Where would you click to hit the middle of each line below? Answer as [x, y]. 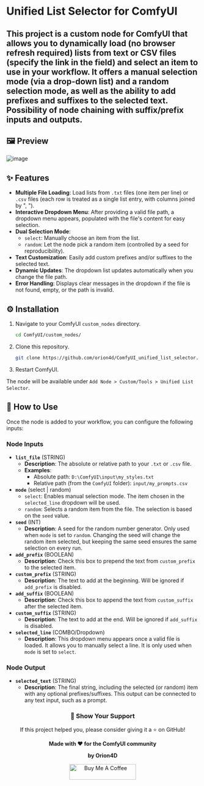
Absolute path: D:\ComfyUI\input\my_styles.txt [93, 477]
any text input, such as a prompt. [66, 701]
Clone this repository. [42, 347]
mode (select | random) [43, 489]
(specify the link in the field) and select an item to [102, 62]
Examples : [38, 470]
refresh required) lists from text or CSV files [91, 53]
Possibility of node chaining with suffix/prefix [95, 110]
